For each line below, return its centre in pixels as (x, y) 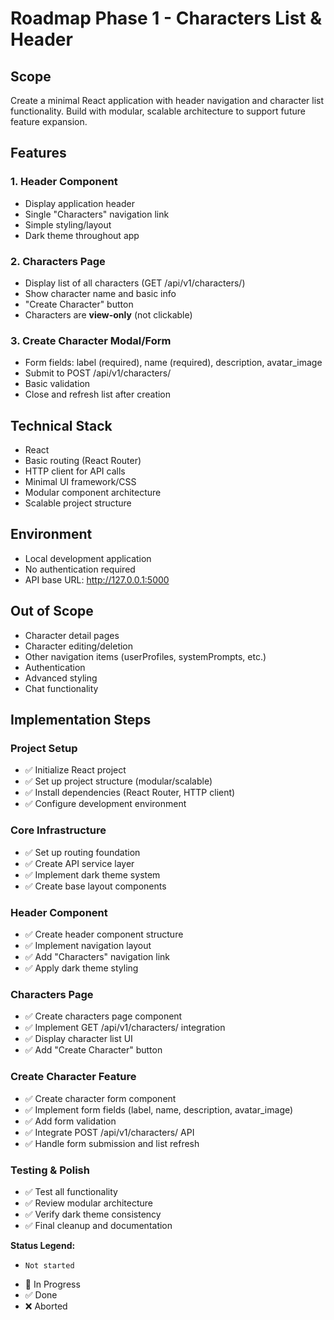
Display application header (79, 203)
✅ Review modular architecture (89, 1203)
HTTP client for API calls (75, 471)
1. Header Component (64, 182)
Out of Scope (52, 611)
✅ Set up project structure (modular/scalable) (118, 781)
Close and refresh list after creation (98, 394)
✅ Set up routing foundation (82, 852)
